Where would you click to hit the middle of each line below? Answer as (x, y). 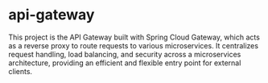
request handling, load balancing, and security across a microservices (125, 54)
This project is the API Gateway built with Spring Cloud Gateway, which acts (134, 37)
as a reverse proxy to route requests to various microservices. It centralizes (134, 45)
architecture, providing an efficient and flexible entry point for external (125, 63)
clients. (21, 71)
